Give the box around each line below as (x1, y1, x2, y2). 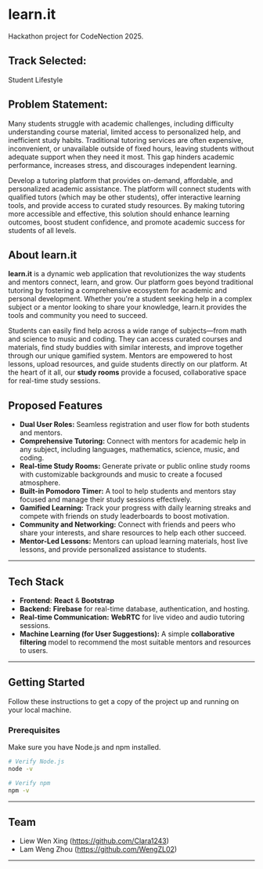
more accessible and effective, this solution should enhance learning (8, 209, 230, 218)
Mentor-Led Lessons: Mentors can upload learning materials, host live (19, 536, 248, 546)
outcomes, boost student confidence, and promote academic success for (8, 217, 245, 227)
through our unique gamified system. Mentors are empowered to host (8, 351, 233, 360)
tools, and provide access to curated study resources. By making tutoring (8, 200, 245, 210)
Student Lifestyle (8, 75, 63, 84)
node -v (8, 765, 34, 772)
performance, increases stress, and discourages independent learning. (8, 160, 237, 170)
